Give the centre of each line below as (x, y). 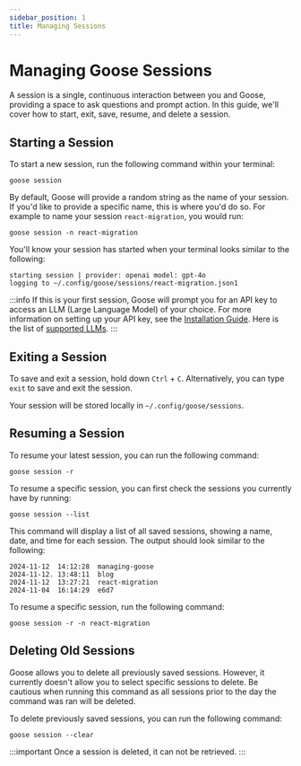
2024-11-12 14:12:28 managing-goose (82, 567)
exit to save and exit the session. (71, 388)
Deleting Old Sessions (72, 651)
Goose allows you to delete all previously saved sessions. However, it (137, 672)
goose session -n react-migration (74, 233)
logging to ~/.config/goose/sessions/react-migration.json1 (124, 284)
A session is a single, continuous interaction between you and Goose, (138, 95)
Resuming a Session (67, 433)
